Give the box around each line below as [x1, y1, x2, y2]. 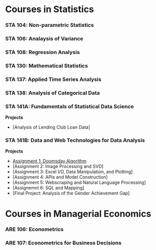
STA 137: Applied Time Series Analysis [5, 76, 102, 83]
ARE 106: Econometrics [5, 226, 64, 233]
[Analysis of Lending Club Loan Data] [12, 124, 91, 130]
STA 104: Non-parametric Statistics [5, 22, 94, 29]
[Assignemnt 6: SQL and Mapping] [12, 185, 85, 191]
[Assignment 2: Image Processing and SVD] [12, 163, 104, 170]
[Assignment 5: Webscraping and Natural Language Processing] [12, 179, 146, 185]
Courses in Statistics [5, 4, 94, 15]
